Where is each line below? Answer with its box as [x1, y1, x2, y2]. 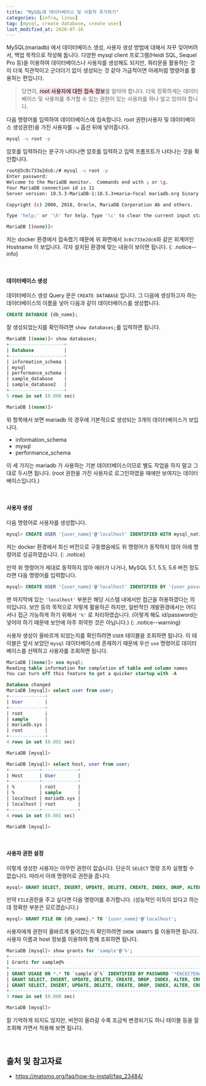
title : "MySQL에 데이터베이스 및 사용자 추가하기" [6, 9, 119, 15]
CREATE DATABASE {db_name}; [6, 311, 78, 318]
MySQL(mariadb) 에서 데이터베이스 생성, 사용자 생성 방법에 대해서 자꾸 [6, 44, 177, 51]
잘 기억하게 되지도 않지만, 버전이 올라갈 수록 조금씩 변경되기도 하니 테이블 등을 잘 [6, 1017, 199, 1024]
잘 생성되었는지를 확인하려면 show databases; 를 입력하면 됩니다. [6, 324, 161, 331]
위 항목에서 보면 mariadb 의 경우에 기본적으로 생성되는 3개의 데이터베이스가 [6, 416, 188, 423]
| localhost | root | [6, 801, 81, 807]
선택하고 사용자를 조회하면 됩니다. [27, 647, 109, 654]
